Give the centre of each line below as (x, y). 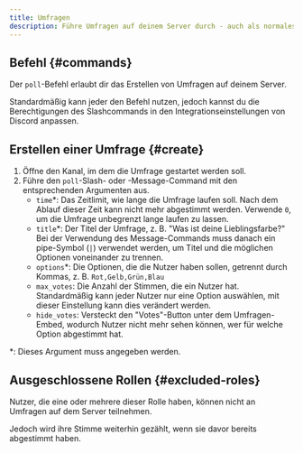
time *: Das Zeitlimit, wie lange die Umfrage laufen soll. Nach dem (157, 200)
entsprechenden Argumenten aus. (86, 190)
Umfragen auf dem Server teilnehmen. (81, 411)
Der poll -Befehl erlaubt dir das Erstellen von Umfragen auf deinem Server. (148, 84)
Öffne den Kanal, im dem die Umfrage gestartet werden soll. (134, 171)
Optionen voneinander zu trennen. (100, 257)
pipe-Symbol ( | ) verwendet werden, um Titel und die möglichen (154, 248)
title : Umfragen (40, 18)
